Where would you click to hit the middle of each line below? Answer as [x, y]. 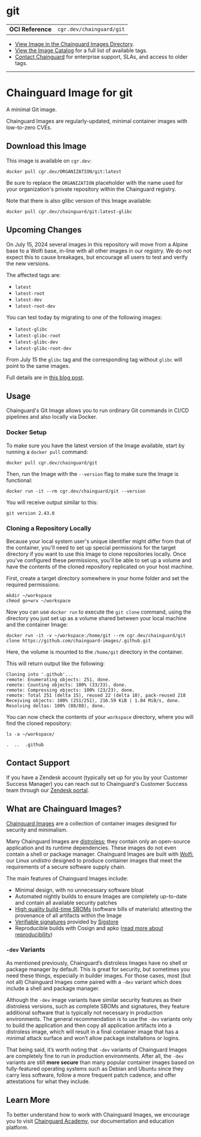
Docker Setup [26, 432]
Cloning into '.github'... [40, 674]
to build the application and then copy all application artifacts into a [89, 1025]
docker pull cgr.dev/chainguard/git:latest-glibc [69, 211]
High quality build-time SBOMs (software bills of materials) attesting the [103, 909]
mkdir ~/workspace [29, 595]
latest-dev [28, 300]
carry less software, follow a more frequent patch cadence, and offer [91, 1075]
